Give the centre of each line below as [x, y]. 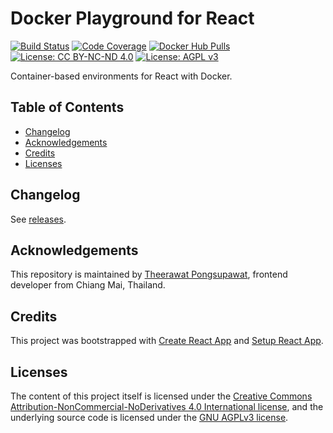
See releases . [38, 219]
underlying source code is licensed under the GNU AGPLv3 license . [149, 417]
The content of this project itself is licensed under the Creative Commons [161, 396]
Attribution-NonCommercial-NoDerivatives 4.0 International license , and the [167, 406]
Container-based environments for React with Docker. [121, 76]
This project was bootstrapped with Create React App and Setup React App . [167, 341]
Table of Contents [67, 107]
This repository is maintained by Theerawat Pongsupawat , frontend [149, 274]
